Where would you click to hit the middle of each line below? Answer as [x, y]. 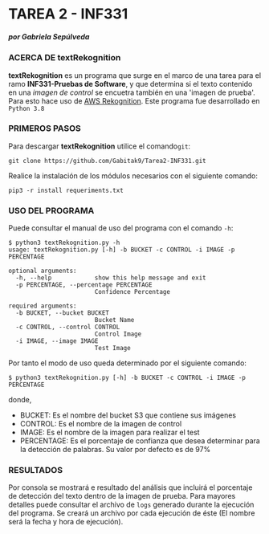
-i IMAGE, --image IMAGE [57, 341]
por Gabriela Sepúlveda [49, 36]
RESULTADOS [35, 471]
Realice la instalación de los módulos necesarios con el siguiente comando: [133, 175]
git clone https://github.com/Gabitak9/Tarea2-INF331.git [107, 161]
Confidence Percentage [132, 292]
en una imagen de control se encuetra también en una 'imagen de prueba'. [132, 92]
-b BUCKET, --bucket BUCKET [63, 313]
